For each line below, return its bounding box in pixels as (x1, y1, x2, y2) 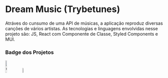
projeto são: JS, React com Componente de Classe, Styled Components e (5, 31, 158, 37)
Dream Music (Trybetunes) (5, 4, 121, 15)
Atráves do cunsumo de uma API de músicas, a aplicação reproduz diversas (5, 20, 163, 26)
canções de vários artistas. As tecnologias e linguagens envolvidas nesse (5, 25, 158, 31)
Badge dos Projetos (5, 49, 54, 56)
